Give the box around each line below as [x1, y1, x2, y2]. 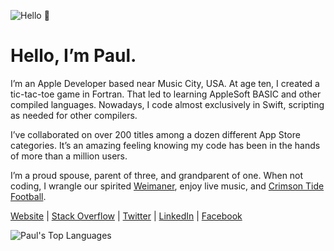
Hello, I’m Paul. [10, 45, 137, 67]
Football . [10, 190, 47, 202]
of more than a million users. [10, 150, 128, 162]
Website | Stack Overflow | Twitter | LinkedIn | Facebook [10, 210, 243, 222]
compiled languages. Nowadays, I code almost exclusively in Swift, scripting [10, 98, 325, 110]
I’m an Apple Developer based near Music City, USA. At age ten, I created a [10, 77, 320, 89]
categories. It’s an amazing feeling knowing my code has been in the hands [10, 139, 321, 151]
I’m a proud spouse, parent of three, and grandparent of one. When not [10, 169, 304, 181]
